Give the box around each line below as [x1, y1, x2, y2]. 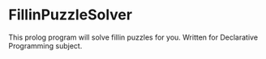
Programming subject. [8, 40, 83, 50]
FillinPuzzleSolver [8, 6, 132, 24]
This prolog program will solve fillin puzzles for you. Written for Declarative [8, 32, 258, 42]
